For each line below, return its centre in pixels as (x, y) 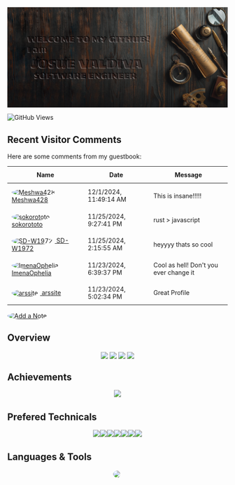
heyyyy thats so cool (183, 244)
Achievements (40, 377)
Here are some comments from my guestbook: (74, 156)
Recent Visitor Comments (64, 139)
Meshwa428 (30, 200)
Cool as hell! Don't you (186, 265)
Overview (29, 337)
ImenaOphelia (31, 273)
